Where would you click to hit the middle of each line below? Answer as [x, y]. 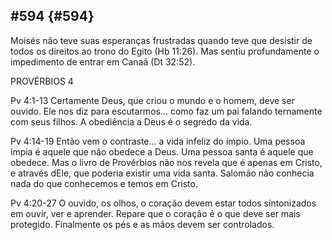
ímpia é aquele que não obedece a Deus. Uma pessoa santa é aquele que [162, 151]
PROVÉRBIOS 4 [42, 81]
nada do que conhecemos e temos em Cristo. [104, 183]
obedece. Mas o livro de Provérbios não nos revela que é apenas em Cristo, [166, 162]
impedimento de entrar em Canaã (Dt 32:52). [103, 61]
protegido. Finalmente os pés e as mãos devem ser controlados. [142, 224]
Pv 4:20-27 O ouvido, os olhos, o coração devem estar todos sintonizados [163, 203]
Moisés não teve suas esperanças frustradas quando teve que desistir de [161, 40]
